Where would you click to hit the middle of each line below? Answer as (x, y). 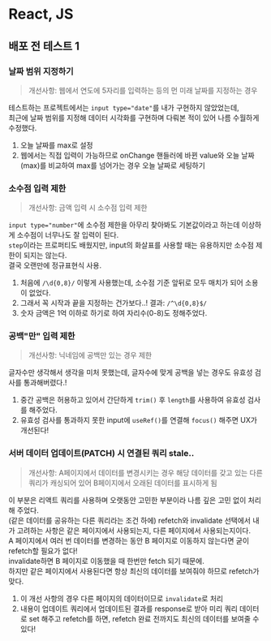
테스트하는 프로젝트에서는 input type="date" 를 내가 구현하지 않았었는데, (124, 107)
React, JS (41, 14)
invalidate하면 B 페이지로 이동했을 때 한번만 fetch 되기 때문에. (107, 561)
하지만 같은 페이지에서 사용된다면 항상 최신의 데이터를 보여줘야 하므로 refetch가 (134, 571)
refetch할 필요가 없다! (43, 551)
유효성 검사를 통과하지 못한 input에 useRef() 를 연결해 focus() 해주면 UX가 (139, 420)
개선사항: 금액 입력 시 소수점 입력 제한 (88, 208)
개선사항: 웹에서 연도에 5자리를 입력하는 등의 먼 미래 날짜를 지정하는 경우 (143, 90)
